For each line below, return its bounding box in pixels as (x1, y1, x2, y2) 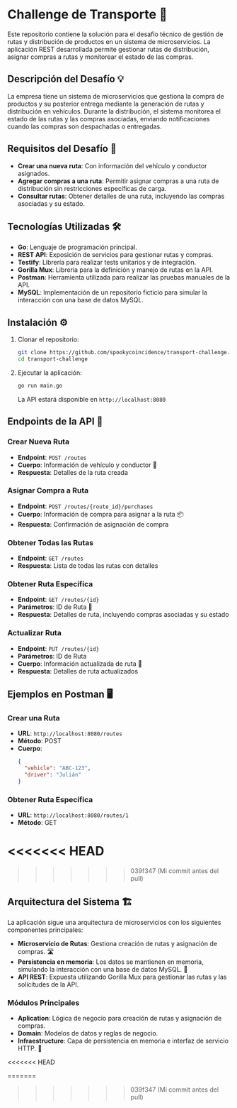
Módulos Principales (7, 997, 80, 1007)
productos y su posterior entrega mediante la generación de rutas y (7, 99, 204, 108)
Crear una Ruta (7, 713, 60, 723)
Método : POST (17, 737, 62, 745)
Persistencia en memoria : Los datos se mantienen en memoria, (17, 958, 204, 966)
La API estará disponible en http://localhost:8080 (17, 395, 166, 403)
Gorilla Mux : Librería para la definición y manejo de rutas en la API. (17, 265, 214, 274)
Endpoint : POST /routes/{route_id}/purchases (17, 502, 154, 510)
